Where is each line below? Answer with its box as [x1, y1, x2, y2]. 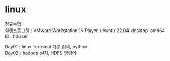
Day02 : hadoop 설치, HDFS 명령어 [5, 50, 76, 56]
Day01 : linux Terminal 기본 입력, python [5, 43, 88, 49]
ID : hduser [5, 33, 28, 39]
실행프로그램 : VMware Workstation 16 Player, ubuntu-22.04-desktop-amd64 [5, 27, 165, 34]
